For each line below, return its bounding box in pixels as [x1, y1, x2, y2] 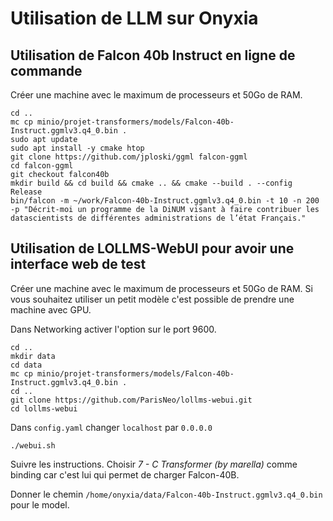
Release [10, 187, 43, 197]
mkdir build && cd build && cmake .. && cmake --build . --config [10, 178, 293, 188]
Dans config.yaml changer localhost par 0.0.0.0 [10, 421, 213, 433]
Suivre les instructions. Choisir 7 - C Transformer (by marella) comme [10, 458, 298, 470]
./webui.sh [10, 440, 56, 451]
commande [10, 62, 83, 79]
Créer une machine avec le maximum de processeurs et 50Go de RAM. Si [10, 282, 313, 294]
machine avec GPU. [10, 303, 92, 316]
